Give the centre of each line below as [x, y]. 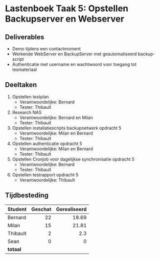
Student [17, 209]
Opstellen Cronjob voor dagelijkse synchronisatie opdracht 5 [73, 159]
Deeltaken [21, 85]
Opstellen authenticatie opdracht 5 [47, 143]
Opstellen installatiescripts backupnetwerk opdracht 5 [67, 128]
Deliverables [25, 37]
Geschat [41, 209]
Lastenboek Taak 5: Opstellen [67, 9]
